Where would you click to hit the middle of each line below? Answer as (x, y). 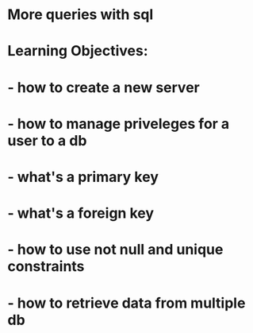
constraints (46, 267)
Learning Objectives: (78, 51)
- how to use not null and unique (115, 250)
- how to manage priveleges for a (119, 124)
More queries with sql (80, 15)
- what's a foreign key (81, 213)
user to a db (47, 140)
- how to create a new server (103, 87)
